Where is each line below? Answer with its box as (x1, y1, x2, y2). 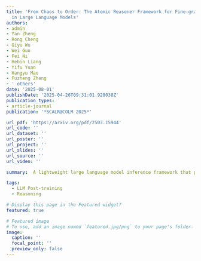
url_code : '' (6, 125, 39, 131)
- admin (6, 25, 26, 32)
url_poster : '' (6, 136, 44, 142)
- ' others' (6, 81, 36, 87)
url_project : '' (6, 142, 47, 148)
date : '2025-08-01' (6, 87, 55, 93)
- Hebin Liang (6, 59, 42, 65)
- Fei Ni (6, 53, 28, 59)
